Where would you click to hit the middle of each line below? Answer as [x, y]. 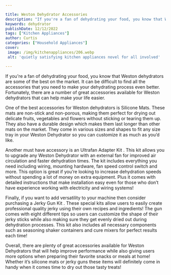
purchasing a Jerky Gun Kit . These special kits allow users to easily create [84, 203]
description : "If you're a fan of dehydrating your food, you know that [84, 19]
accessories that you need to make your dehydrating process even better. [83, 87]
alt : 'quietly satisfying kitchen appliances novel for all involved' [84, 57]
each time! [16, 235]
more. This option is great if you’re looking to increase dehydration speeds [83, 172]
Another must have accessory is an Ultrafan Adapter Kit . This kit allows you [85, 150]
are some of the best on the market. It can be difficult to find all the [76, 81]
